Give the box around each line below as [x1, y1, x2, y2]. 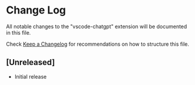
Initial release [14, 73, 47, 80]
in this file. [6, 29, 31, 36]
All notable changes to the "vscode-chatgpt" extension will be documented [6, 23, 187, 30]
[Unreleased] [6, 57, 55, 67]
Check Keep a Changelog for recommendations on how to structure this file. [6, 40, 190, 47]
